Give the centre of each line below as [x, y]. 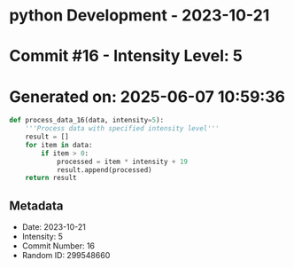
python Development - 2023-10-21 [139, 16]
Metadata [36, 205]
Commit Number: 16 [58, 246]
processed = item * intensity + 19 [122, 162]
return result [51, 178]
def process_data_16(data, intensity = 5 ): [87, 121]
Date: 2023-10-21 [54, 227]
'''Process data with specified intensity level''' [122, 129]
